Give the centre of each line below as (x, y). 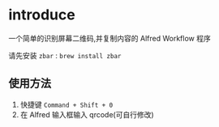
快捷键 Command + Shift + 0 (67, 104)
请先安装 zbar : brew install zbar (65, 55)
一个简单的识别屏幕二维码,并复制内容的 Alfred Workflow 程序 (109, 38)
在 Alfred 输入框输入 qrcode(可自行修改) (87, 114)
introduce (42, 15)
